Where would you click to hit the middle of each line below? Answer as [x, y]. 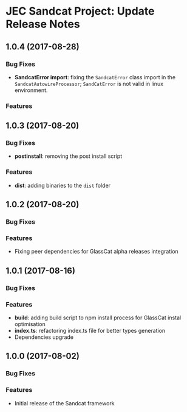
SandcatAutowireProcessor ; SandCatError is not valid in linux [89, 83]
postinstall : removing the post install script [68, 156]
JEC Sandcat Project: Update [80, 11]
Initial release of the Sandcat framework [64, 403]
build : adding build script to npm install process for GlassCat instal [98, 318]
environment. [31, 90]
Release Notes [43, 24]
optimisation [30, 324]
